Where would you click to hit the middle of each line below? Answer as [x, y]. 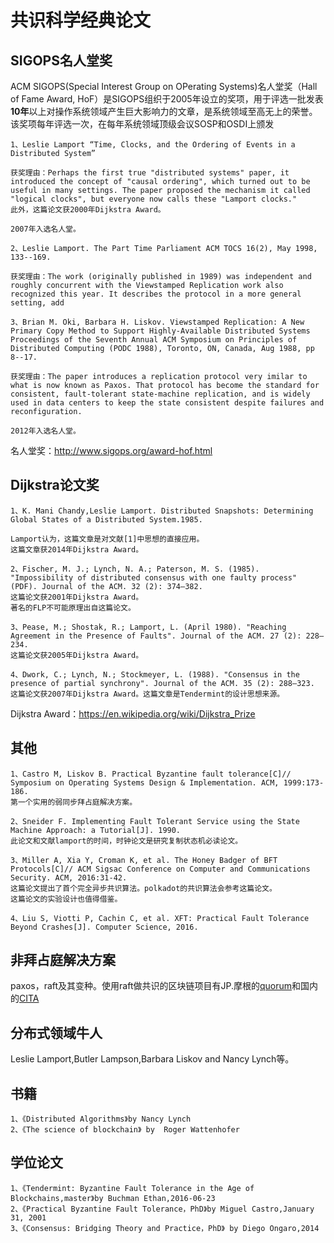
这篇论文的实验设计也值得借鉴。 [66, 899]
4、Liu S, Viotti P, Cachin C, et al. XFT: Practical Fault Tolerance [160, 918]
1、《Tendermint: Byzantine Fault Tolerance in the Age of [132, 1188]
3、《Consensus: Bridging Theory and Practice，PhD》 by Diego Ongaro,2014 [165, 1228]
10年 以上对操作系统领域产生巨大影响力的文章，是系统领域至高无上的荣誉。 [164, 111]
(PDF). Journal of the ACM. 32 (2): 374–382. [106, 586]
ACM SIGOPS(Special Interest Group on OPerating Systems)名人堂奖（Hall [164, 86]
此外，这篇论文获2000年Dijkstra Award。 [88, 210]
